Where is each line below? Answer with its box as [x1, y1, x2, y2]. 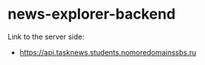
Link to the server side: [7, 32, 85, 41]
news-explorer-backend [7, 5, 176, 24]
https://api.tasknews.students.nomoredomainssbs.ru [19, 47, 197, 57]
